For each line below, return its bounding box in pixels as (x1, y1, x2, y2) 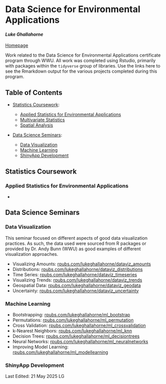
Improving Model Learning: (12, 344, 69, 350)
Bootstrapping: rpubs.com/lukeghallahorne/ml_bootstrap (12, 311, 130, 317)
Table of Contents (5, 88, 63, 97)
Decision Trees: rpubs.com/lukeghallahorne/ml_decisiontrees (12, 333, 140, 339)
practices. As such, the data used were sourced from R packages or (5, 240, 147, 246)
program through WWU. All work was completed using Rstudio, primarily (5, 58, 156, 64)
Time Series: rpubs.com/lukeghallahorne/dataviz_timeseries (12, 271, 137, 278)
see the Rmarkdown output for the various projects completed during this (5, 68, 157, 74)
